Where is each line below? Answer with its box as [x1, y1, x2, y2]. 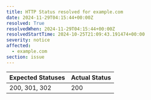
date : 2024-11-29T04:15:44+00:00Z [6, 15, 94, 21]
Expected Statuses [9, 73, 65, 82]
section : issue [6, 54, 45, 60]
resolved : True [6, 20, 45, 26]
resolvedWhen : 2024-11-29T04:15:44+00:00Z [6, 25, 115, 32]
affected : [6, 43, 32, 49]
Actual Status [70, 73, 111, 82]
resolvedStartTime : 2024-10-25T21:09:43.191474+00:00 [6, 32, 146, 38]
